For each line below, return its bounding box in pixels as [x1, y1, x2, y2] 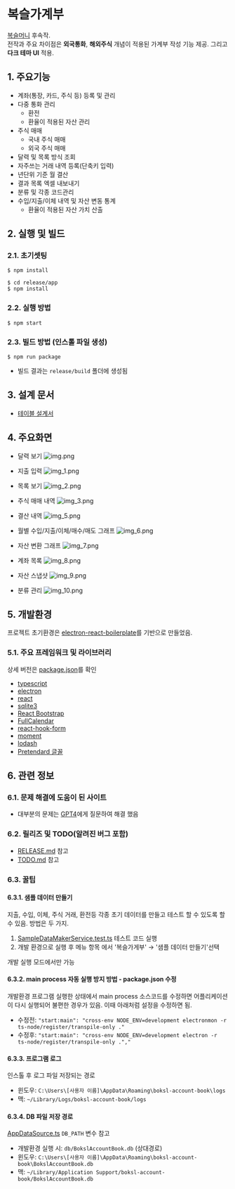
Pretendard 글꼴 [17, 747, 63, 755]
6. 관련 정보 [7, 770, 55, 782]
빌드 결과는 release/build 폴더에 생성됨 [17, 367, 128, 375]
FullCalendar [17, 716, 55, 725]
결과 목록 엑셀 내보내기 [17, 178, 80, 187]
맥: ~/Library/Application [17, 1168, 93, 1176]
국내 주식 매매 [27, 135, 66, 143]
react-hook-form [17, 724, 67, 732]
